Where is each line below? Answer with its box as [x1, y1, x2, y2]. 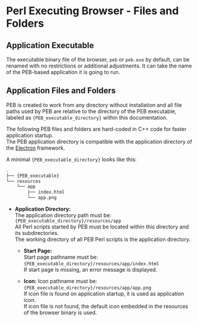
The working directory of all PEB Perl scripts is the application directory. [14, 236, 191, 243]
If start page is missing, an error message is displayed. [23, 266, 158, 273]
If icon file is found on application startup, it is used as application [23, 290, 184, 297]
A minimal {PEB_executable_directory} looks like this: [6, 156, 137, 163]
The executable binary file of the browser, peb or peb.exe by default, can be [6, 56, 190, 63]
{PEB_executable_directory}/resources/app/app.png [23, 285, 152, 291]
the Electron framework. [6, 144, 65, 152]
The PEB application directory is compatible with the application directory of [6, 138, 193, 145]
